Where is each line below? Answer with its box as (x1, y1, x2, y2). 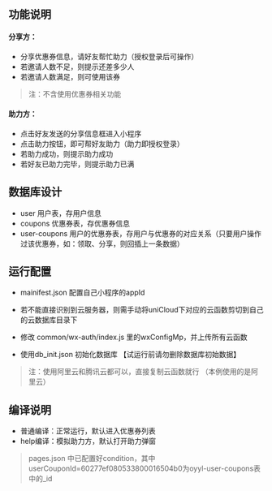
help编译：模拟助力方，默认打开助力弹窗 (19, 437, 157, 446)
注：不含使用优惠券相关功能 (28, 88, 122, 99)
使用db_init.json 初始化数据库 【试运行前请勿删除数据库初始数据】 (19, 350, 241, 360)
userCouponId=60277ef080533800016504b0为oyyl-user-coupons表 (28, 463, 261, 473)
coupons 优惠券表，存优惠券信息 (19, 218, 131, 228)
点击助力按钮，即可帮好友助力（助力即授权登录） (19, 139, 184, 149)
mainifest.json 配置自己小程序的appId (19, 287, 145, 298)
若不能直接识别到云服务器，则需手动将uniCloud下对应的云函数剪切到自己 (19, 305, 264, 315)
